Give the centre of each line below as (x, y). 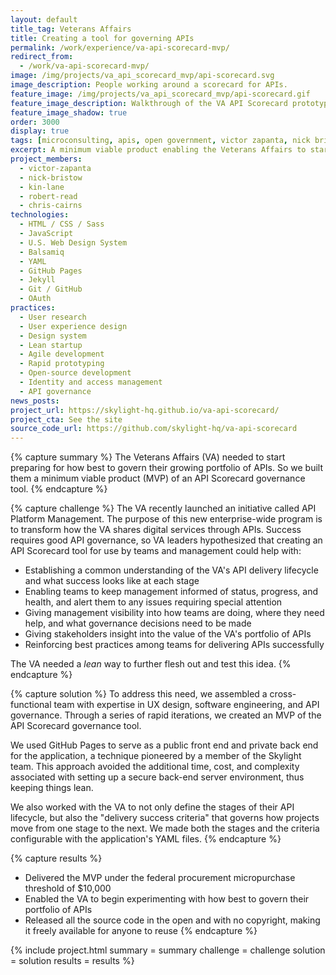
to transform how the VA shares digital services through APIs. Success (156, 530)
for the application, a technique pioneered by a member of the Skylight (156, 756)
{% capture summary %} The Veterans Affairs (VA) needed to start (148, 457)
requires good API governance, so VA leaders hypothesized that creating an (166, 540)
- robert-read (48, 196)
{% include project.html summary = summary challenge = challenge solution (168, 950)
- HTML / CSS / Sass (62, 224)
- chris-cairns (51, 206)
